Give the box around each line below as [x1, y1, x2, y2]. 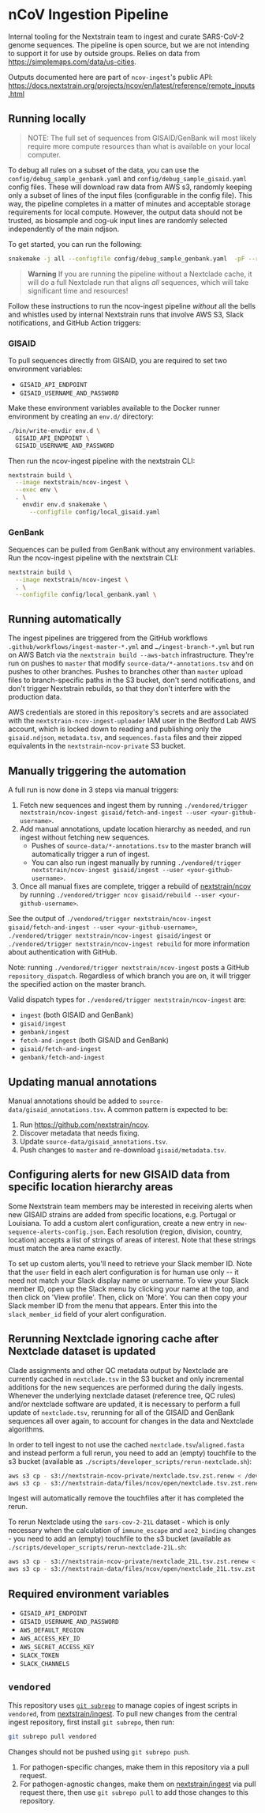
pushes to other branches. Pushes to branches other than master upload [8, 667, 243, 677]
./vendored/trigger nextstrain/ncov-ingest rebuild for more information [8, 939, 250, 949]
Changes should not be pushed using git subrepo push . [8, 1747, 191, 1756]
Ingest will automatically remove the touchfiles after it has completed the [8, 1493, 244, 1503]
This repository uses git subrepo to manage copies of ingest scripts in [8, 1700, 238, 1710]
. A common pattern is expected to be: [103, 1105, 229, 1114]
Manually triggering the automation [8, 764, 187, 777]
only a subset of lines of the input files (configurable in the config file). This [8, 190, 252, 199]
